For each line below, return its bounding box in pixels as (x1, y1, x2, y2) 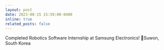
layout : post (5, 7, 32, 12)
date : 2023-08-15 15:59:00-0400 (5, 12, 72, 17)
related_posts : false (5, 21, 50, 26)
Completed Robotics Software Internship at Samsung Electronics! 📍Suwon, (5, 35, 159, 41)
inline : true (5, 16, 32, 21)
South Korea (5, 40, 31, 46)
